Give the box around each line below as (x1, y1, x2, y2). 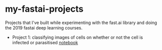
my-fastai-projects (5, 3, 84, 15)
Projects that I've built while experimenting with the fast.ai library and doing (5, 20, 158, 25)
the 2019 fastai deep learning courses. (5, 25, 83, 30)
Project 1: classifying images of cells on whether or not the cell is (12, 34, 143, 40)
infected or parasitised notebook (12, 39, 78, 45)
